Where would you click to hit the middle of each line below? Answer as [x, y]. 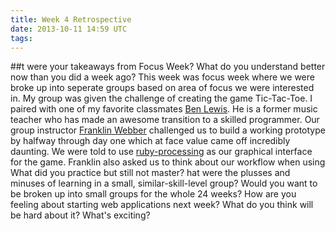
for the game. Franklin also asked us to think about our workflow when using [168, 162]
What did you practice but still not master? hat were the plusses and [150, 173]
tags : [21, 38]
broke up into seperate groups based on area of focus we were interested [162, 88]
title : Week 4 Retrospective [71, 19]
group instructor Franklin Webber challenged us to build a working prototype [168, 130]
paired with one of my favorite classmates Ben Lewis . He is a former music [164, 109]
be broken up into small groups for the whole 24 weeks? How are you [153, 194]
